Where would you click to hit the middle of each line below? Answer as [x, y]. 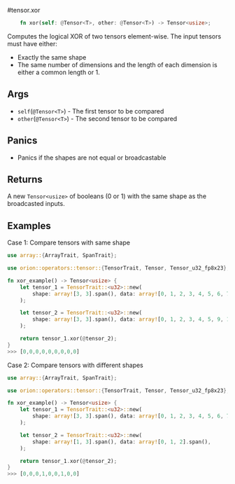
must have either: [32, 43]
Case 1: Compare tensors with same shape [69, 243]
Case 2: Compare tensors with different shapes [75, 365]
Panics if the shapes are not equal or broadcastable [92, 158]
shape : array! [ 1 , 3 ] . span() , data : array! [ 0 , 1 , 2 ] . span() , [122, 442]
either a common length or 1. [58, 72]
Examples [29, 226]
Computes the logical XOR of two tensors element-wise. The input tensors [114, 36]
